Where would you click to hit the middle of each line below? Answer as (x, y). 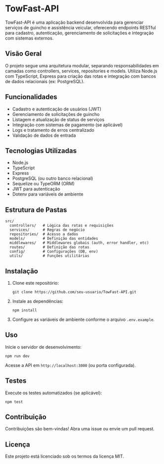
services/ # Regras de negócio (47, 230)
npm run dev (17, 356)
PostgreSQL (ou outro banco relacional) (53, 178)
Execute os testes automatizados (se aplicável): (54, 393)
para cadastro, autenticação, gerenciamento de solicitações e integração (80, 33)
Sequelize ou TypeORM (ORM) (43, 184)
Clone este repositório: (36, 283)
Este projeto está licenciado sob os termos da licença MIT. (65, 457)
